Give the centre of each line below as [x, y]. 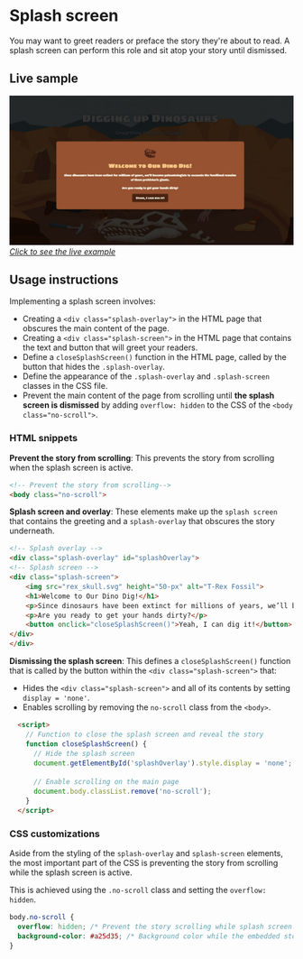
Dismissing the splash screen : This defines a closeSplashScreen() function [150, 661]
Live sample [44, 79]
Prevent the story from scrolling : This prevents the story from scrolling [142, 457]
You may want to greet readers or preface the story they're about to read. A [150, 41]
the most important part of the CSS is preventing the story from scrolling [144, 863]
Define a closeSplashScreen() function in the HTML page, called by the [154, 357]
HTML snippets [44, 438]
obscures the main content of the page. [96, 328]
